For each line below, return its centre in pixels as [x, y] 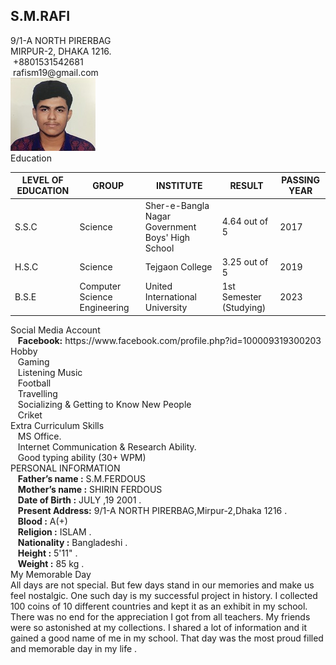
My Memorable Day [51, 574]
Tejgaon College [178, 267]
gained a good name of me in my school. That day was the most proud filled [167, 638]
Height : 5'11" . [47, 553]
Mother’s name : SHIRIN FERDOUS [90, 489]
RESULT [246, 185]
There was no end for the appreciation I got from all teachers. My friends [160, 616]
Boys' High [167, 237]
